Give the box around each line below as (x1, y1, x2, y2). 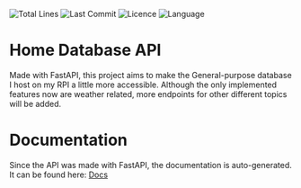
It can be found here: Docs (9, 169, 109, 180)
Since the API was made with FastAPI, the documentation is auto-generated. (9, 159, 292, 170)
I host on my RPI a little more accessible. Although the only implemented (9, 79, 277, 90)
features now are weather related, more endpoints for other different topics (9, 88, 288, 99)
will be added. (9, 98, 62, 109)
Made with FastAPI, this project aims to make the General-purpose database (9, 69, 292, 80)
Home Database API (9, 40, 162, 60)
